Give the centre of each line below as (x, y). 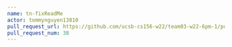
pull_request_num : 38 (38, 33)
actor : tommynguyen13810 (43, 20)
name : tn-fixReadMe (35, 13)
